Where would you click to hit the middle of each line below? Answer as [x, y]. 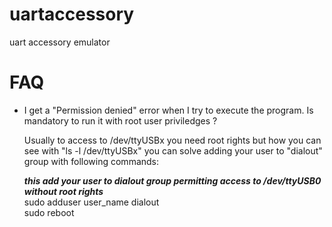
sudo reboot [49, 212]
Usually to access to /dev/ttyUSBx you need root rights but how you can [172, 140]
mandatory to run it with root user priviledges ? [120, 120]
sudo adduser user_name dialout [91, 202]
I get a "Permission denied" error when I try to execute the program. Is [168, 110]
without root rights [63, 191]
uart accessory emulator [60, 42]
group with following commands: [91, 161]
